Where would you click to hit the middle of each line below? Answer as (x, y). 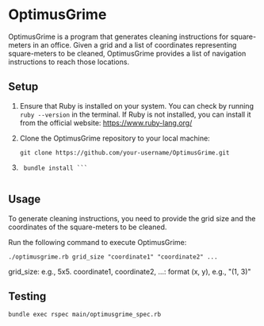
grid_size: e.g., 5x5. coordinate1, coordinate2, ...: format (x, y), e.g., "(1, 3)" (130, 271)
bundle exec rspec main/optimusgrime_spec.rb (84, 315)
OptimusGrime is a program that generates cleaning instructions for (119, 36)
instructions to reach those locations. (69, 62)
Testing (27, 296)
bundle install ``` (55, 168)
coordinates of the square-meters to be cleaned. (88, 227)
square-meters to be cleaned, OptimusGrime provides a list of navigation (127, 53)
